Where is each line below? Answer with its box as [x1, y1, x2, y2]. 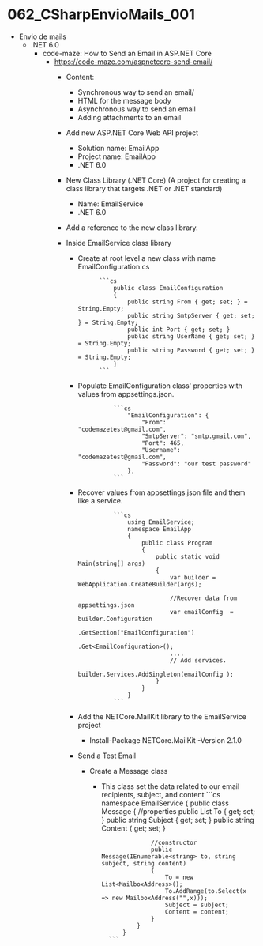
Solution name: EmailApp [77, 143, 160, 153]
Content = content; [164, 907, 230, 916]
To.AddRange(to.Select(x [164, 887, 246, 895]
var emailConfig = [169, 608, 234, 616]
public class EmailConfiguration [113, 284, 224, 292]
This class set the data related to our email [101, 781, 240, 791]
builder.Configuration [77, 615, 153, 623]
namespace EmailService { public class [101, 798, 230, 808]
